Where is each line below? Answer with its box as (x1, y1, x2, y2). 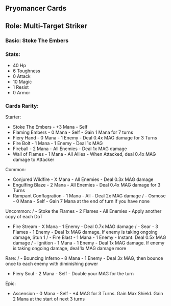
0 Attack (12, 73, 31, 79)
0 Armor (12, 90, 31, 95)
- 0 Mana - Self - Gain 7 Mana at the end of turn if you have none (12, 198, 150, 205)
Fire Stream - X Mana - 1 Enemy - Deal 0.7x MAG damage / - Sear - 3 (12, 223, 158, 230)
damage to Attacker (12, 156, 55, 163)
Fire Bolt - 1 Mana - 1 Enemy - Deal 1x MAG (12, 140, 103, 147)
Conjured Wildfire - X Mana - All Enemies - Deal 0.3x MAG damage (12, 176, 154, 182)
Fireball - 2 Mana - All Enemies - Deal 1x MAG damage (12, 146, 127, 152)
